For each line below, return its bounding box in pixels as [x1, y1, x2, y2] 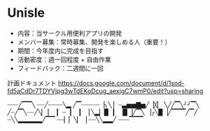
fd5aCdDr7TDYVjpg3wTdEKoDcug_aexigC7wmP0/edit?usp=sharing [7, 86, 204, 95]
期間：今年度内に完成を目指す [17, 46, 104, 55]
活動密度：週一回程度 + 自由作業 [17, 55, 111, 64]
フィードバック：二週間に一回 [17, 64, 104, 72]
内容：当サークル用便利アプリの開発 [17, 29, 122, 37]
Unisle [7, 5, 45, 21]
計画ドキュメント [7, 78, 57, 87]
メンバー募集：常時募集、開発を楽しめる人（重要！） [17, 37, 171, 46]
